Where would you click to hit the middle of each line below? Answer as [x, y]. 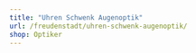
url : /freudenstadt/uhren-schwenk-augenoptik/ [98, 26]
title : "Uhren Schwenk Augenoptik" [76, 18]
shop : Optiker [36, 34]
